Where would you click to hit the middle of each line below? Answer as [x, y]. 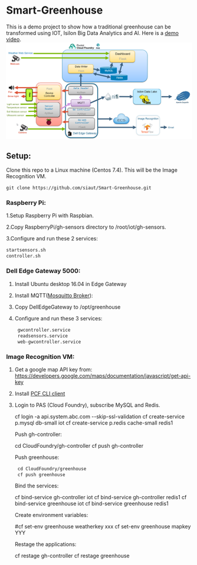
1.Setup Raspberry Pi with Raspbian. [50, 216]
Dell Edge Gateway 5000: [43, 271]
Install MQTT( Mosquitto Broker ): [54, 295]
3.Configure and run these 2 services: [52, 239]
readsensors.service [42, 336]
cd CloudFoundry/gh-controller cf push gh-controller [79, 445]
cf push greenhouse [41, 474]
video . [14, 39]
